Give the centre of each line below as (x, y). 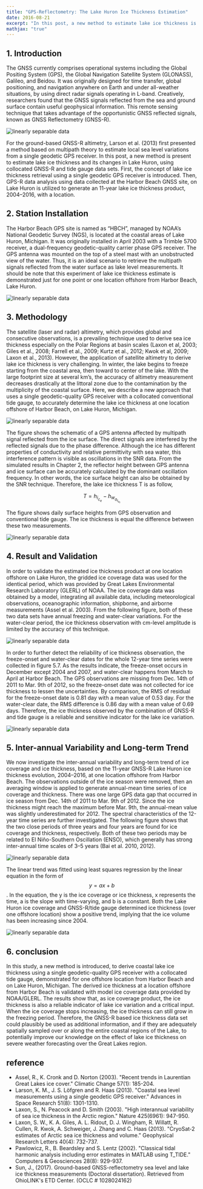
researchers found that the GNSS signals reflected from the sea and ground (101, 100)
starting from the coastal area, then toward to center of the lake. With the (98, 370)
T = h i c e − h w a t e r (102, 498)
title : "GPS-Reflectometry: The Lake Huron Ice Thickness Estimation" (97, 12)
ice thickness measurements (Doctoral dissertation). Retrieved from (100, 1174)
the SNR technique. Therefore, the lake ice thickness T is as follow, (90, 484)
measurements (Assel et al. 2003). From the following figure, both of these (99, 610)
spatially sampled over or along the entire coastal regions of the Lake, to (96, 1031)
